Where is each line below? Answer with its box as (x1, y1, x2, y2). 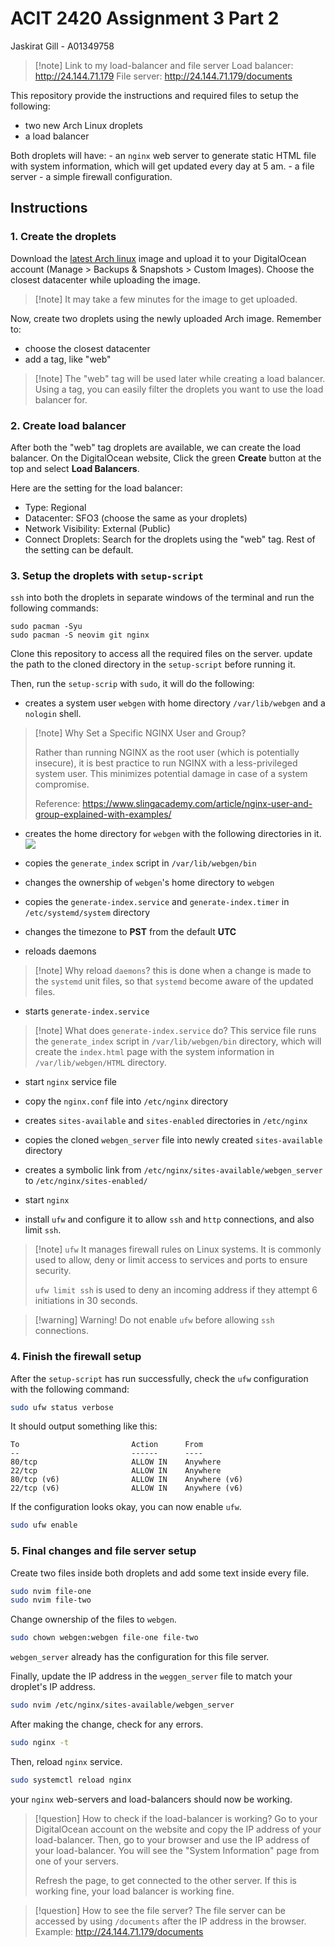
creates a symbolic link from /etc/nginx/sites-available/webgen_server (24, 1164, 323, 1176)
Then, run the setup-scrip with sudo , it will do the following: (10, 678, 255, 690)
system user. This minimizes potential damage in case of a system (34, 768, 308, 780)
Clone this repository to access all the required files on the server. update (10, 648, 313, 660)
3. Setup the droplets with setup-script (10, 568, 204, 582)
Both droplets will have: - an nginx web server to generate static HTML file (10, 149, 317, 161)
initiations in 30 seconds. (34, 1295, 138, 1307)
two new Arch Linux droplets (24, 119, 144, 131)
